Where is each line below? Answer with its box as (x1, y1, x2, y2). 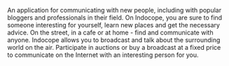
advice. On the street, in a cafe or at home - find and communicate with (7, 28, 214, 37)
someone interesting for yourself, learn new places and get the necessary (7, 21, 221, 29)
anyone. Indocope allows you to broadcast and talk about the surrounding (7, 36, 221, 44)
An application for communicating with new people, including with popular (7, 6, 222, 14)
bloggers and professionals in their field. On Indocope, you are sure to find (7, 13, 223, 22)
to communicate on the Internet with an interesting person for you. (7, 51, 199, 59)
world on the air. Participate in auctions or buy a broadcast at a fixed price (7, 44, 221, 51)
